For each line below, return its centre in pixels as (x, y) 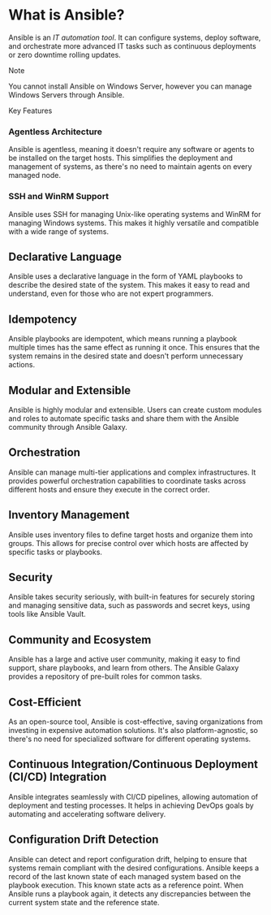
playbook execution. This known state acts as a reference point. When (126, 885)
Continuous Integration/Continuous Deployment (133, 764)
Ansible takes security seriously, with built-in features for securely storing (132, 597)
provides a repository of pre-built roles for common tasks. (105, 677)
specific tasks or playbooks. (56, 552)
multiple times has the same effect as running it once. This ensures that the (134, 348)
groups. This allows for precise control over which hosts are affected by (129, 543)
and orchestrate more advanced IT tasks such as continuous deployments (133, 46)
